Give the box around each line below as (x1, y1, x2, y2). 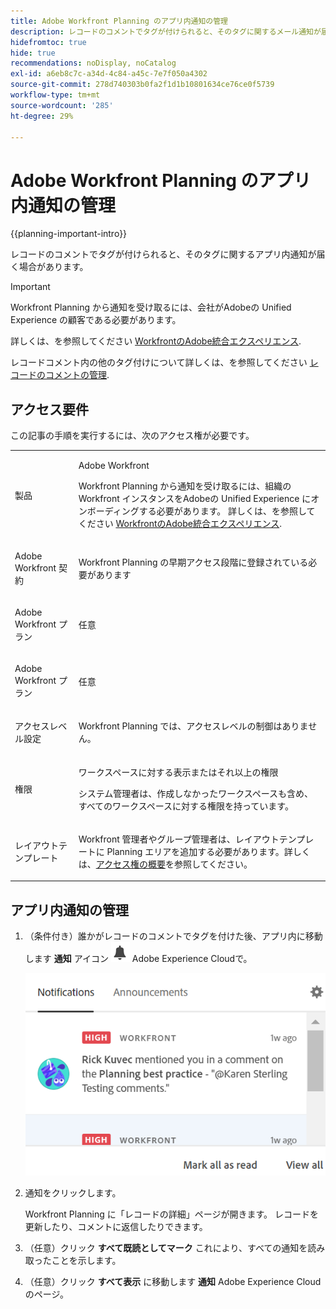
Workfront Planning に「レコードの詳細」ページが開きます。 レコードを (24, 1208, 320, 1220)
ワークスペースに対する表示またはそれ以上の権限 (78, 766, 279, 778)
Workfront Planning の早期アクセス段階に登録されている (78, 556, 309, 569)
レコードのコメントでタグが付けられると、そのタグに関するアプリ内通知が (10, 248, 317, 260)
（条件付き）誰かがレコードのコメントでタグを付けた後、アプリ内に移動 (24, 930, 323, 942)
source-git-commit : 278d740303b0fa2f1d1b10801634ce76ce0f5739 (10, 80, 275, 90)
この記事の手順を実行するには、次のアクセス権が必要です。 (10, 430, 255, 442)
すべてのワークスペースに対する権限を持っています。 (78, 800, 294, 812)
